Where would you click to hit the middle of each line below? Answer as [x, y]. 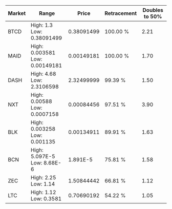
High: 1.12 [43, 192]
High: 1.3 [41, 25]
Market [17, 13]
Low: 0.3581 [46, 198]
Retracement [121, 13]
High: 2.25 [43, 177]
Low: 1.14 [43, 184]
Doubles [153, 10]
